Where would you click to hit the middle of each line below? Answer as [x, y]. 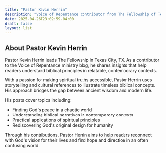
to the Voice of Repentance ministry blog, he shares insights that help [76, 65]
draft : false [19, 23]
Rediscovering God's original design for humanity [62, 125]
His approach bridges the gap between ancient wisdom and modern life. [79, 90]
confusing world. [22, 145]
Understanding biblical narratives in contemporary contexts [73, 115]
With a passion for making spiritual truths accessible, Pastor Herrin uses [79, 80]
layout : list [19, 28]
